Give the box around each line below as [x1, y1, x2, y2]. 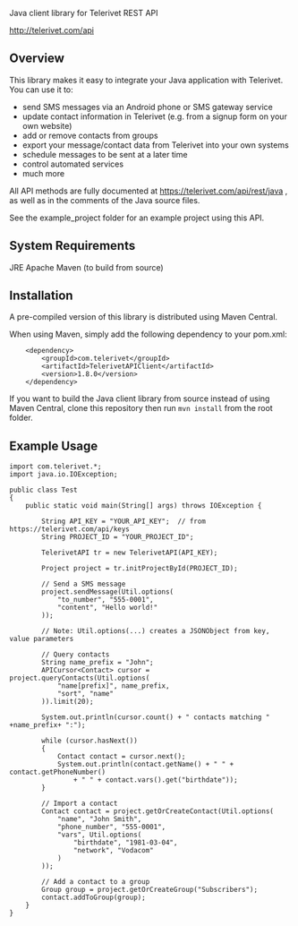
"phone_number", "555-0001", [56, 823, 166, 832]
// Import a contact [41, 799, 118, 809]
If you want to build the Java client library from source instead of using [9, 393, 270, 404]
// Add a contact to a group [41, 878, 150, 887]
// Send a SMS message [41, 579, 126, 589]
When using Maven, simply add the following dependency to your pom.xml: [9, 329, 288, 339]
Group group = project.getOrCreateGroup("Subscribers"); [41, 886, 258, 895]
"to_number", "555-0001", [56, 596, 154, 604]
